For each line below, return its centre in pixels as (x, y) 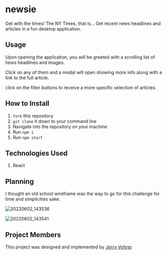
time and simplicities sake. (33, 199)
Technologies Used (36, 153)
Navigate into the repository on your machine (60, 126)
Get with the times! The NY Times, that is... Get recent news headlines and (83, 23)
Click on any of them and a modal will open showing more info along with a (84, 72)
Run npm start (28, 137)
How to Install (27, 103)
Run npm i (23, 132)
